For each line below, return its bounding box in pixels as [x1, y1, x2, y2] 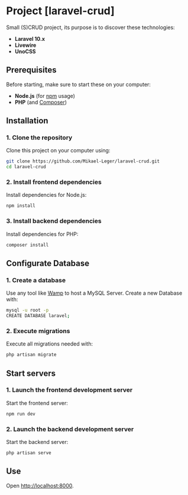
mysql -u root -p [6, 307, 49, 314]
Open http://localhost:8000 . [6, 482, 74, 489]
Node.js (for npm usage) [14, 92, 76, 99]
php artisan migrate [6, 352, 57, 358]
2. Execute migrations [6, 327, 70, 335]
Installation [6, 116, 48, 126]
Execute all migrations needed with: [6, 340, 93, 347]
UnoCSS [14, 47, 37, 55]
